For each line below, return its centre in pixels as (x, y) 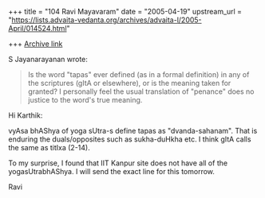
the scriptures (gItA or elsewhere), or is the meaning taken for (129, 83)
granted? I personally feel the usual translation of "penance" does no (141, 91)
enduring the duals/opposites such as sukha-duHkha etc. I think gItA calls (130, 139)
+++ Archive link (36, 44)
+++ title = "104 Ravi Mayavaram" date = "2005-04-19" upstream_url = (125, 12)
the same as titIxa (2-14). (49, 148)
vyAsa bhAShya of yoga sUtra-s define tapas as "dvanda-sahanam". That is (133, 131)
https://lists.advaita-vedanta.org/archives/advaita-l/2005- (107, 20)
